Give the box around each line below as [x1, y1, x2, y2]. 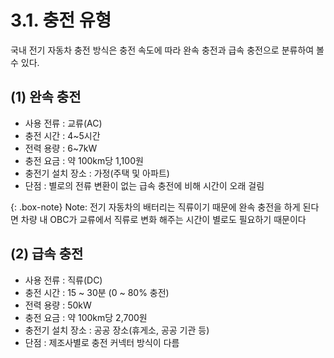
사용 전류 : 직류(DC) [24, 274, 103, 286]
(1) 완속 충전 [10, 89, 82, 106]
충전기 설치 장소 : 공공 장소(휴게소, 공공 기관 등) [24, 324, 210, 336]
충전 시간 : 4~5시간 [24, 129, 101, 141]
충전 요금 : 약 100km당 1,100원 [24, 154, 144, 166]
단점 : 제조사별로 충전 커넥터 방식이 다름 [24, 336, 180, 348]
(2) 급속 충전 [10, 246, 84, 263]
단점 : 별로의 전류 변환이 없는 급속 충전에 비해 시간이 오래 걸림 [24, 179, 265, 191]
